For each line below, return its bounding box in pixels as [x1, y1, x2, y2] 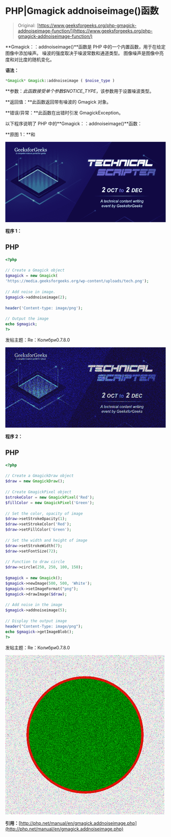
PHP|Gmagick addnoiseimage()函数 [5, 5, 159, 17]
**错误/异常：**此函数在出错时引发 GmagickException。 [5, 110, 124, 116]
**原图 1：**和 [5, 131, 36, 137]
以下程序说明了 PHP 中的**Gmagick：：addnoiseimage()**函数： [5, 120, 142, 126]
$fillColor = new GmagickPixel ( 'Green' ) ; [5, 500, 95, 505]
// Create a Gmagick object [5, 268, 65, 273]
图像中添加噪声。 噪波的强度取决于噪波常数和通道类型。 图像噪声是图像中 [5, 50, 159, 56]
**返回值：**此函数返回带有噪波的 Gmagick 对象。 [5, 98, 111, 105]
